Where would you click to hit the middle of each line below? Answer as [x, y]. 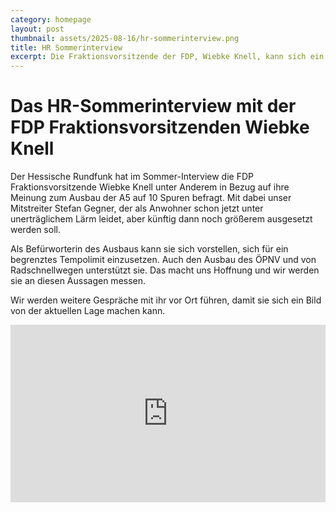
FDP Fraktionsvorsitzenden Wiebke [160, 127]
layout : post [37, 29]
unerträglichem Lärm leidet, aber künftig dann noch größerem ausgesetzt [161, 219]
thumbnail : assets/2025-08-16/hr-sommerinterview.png [125, 38]
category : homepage [51, 19]
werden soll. [35, 230]
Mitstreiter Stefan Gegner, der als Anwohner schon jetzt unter [137, 208]
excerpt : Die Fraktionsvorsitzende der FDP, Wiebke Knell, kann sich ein [167, 57]
